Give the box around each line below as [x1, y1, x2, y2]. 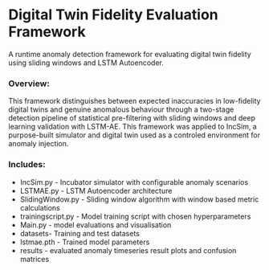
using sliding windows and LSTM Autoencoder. [8, 58, 165, 67]
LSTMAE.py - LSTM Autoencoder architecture [19, 186, 173, 195]
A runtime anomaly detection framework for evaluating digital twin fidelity [8, 49, 251, 59]
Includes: [8, 159, 46, 170]
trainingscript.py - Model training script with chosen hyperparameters [19, 211, 251, 221]
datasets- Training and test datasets [19, 228, 141, 238]
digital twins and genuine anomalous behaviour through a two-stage [8, 104, 234, 114]
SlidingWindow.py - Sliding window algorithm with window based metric [19, 194, 259, 204]
